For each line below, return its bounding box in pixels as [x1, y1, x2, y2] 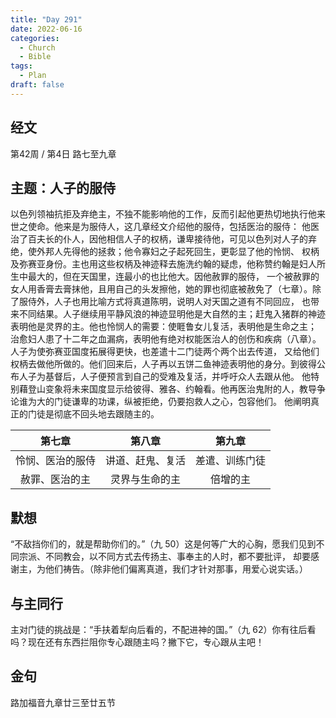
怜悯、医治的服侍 [15, 454, 97, 468]
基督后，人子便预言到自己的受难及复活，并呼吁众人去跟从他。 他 [44, 371, 311, 383]
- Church [19, 42, 56, 53]
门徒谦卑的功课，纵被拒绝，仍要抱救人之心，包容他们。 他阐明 [53, 396, 311, 408]
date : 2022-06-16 [10, 24, 83, 34]
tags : [10, 61, 33, 71]
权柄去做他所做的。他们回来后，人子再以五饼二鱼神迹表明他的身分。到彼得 [10, 358, 317, 370]
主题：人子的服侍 [10, 179, 116, 196]
